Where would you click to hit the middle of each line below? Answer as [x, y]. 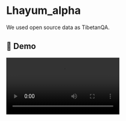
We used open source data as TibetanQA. [58, 27]
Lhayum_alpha [44, 11]
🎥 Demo [21, 46]
